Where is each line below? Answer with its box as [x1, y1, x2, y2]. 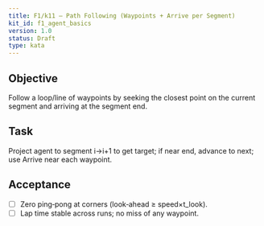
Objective [8, 72, 59, 85]
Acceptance [8, 178, 71, 191]
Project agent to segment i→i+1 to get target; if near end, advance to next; [8, 146, 254, 155]
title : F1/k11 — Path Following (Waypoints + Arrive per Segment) [8, 11, 236, 20]
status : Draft [8, 34, 56, 43]
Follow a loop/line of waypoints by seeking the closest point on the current [8, 92, 256, 102]
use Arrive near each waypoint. [8, 154, 113, 164]
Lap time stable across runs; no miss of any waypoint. [19, 208, 200, 218]
